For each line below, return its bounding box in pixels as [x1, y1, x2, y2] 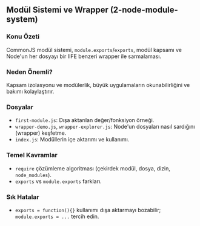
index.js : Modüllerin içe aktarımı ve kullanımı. [15, 136, 130, 143]
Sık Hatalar [6, 193, 39, 201]
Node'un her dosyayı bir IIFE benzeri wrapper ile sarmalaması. [6, 53, 162, 60]
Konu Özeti [6, 33, 40, 41]
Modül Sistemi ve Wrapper [6, 5, 109, 15]
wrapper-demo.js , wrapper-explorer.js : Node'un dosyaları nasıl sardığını [15, 123, 195, 131]
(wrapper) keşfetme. [15, 129, 67, 137]
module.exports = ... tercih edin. [15, 213, 99, 220]
